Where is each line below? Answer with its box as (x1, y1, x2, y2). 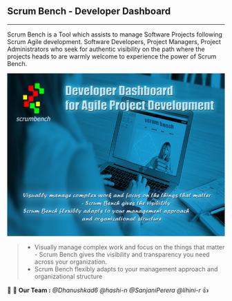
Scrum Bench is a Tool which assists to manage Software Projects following (7, 30, 223, 39)
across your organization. (34, 258, 107, 266)
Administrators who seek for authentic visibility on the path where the (7, 45, 205, 53)
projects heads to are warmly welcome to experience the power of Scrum (7, 52, 217, 61)
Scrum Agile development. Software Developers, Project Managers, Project (7, 37, 221, 45)
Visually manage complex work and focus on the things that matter (34, 242, 225, 251)
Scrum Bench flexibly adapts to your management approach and (34, 264, 218, 273)
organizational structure (34, 272, 103, 280)
